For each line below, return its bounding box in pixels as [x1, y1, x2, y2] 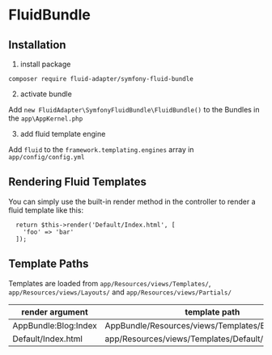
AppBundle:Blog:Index [12, 319, 97, 331]
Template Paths [8, 257, 89, 271]
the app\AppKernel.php [8, 113, 83, 123]
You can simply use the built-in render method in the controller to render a [8, 197, 257, 206]
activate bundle [19, 89, 73, 99]
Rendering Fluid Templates [8, 175, 147, 189]
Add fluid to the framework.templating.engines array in [8, 145, 194, 154]
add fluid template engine [19, 129, 106, 138]
